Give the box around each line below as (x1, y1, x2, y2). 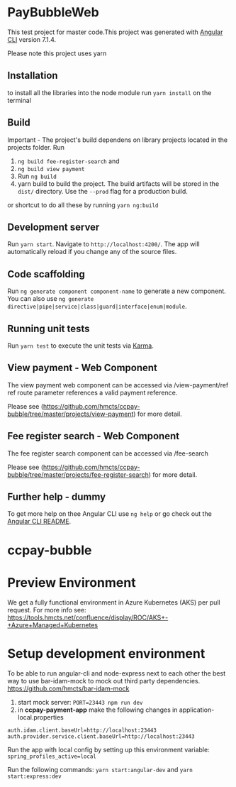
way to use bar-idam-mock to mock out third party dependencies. (7, 676, 201, 685)
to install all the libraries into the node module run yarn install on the (7, 88, 212, 97)
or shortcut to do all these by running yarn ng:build (7, 200, 159, 209)
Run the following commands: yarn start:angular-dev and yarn (7, 765, 193, 774)
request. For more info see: (7, 605, 86, 614)
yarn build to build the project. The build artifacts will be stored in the (17, 179, 220, 188)
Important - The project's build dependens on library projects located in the (7, 136, 228, 144)
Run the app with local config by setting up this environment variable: (7, 745, 210, 754)
